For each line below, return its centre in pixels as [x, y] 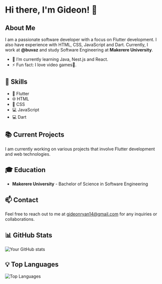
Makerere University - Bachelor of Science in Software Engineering [80, 184]
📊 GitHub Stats [29, 235]
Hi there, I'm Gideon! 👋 [51, 10]
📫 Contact [22, 200]
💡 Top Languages [32, 265]
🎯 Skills [16, 82]
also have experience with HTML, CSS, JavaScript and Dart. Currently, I [77, 45]
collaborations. [20, 219]
